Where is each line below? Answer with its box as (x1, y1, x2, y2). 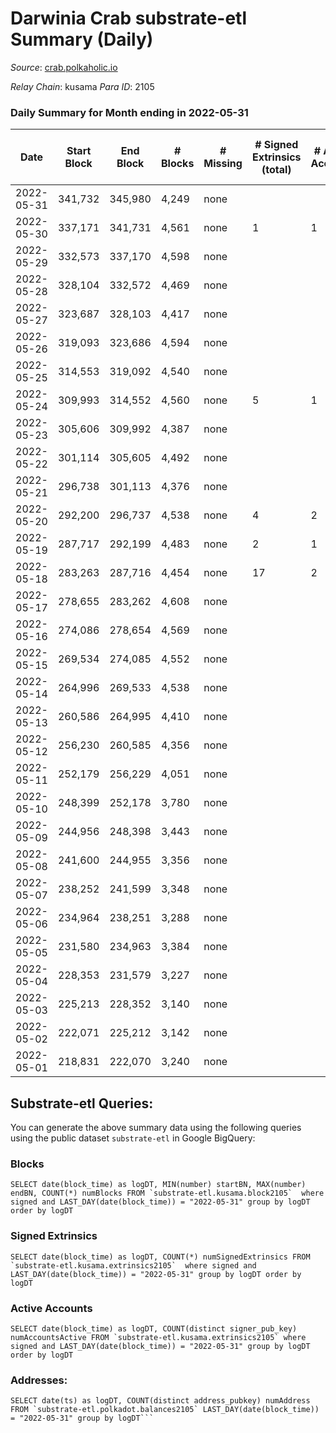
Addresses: (10, 1373, 68, 1387)
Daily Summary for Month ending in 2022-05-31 (10, 105, 249, 119)
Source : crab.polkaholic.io (10, 61, 118, 73)
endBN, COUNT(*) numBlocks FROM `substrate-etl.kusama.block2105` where (10, 1188, 325, 1199)
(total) (261, 163, 292, 177)
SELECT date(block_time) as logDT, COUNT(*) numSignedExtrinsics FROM (10, 1252, 311, 1262)
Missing (203, 157, 243, 171)
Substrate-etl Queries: (10, 1095, 154, 1112)
